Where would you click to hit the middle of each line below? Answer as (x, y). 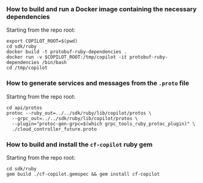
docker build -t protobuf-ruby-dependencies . (67, 52)
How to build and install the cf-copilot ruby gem (79, 144)
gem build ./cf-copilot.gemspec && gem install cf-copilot (83, 174)
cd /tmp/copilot (27, 68)
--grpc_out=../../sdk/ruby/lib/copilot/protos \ (75, 118)
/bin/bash (54, 63)
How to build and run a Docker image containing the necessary (102, 9)
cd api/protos (24, 108)
